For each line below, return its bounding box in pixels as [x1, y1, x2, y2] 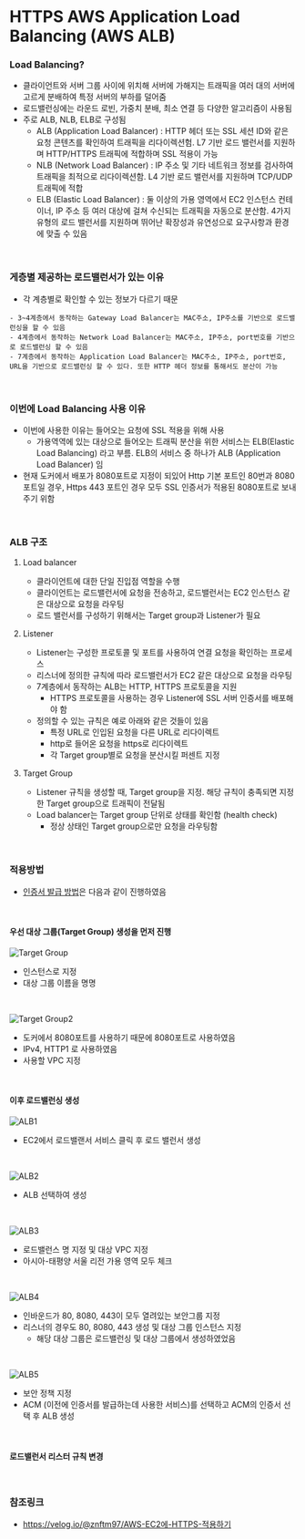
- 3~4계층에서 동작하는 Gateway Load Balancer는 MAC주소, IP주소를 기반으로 [9, 313, 273, 323]
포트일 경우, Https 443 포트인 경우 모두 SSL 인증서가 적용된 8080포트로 [22, 481, 280, 493]
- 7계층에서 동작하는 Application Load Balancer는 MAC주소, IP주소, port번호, [9, 352, 287, 361]
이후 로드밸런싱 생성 [9, 1095, 80, 1106]
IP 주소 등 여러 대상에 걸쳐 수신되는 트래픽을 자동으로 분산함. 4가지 [56, 205, 291, 216]
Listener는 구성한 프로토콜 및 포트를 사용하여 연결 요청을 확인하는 [36, 647, 269, 658]
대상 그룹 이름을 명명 [22, 977, 97, 988]
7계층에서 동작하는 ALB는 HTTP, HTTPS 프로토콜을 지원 [36, 681, 238, 692]
